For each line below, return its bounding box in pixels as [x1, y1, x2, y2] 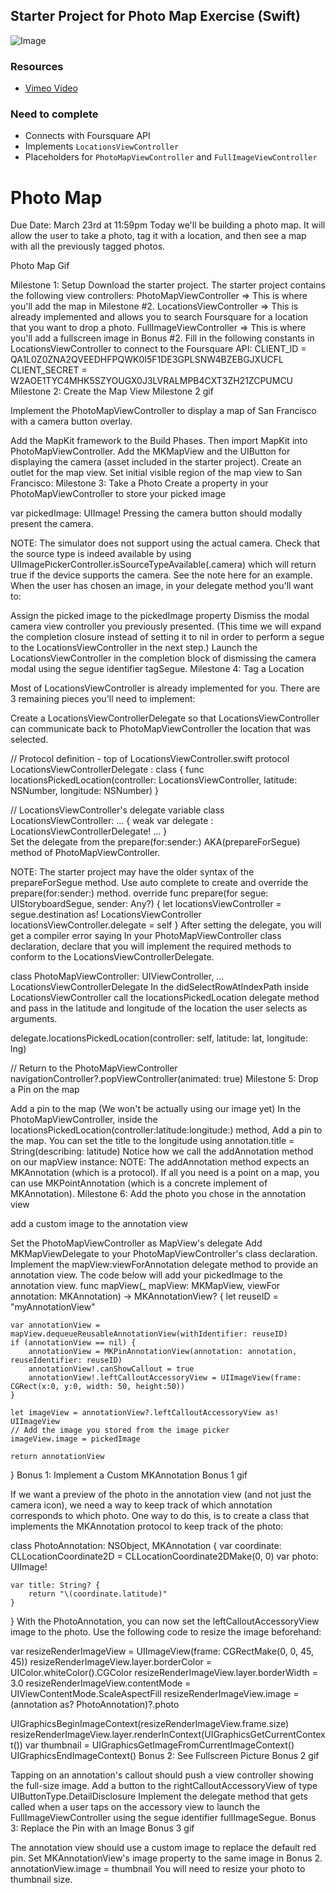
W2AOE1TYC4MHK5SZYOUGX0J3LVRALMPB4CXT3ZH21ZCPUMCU [10, 375, 294, 387]
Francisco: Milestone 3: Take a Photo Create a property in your [10, 477, 269, 489]
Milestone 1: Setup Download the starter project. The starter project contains [10, 279, 326, 291]
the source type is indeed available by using [10, 548, 192, 560]
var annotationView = [10, 1320, 101, 1331]
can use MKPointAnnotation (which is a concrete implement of [10, 1177, 268, 1189]
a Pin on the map [10, 1084, 80, 1096]
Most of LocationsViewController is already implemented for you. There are [10, 682, 321, 694]
